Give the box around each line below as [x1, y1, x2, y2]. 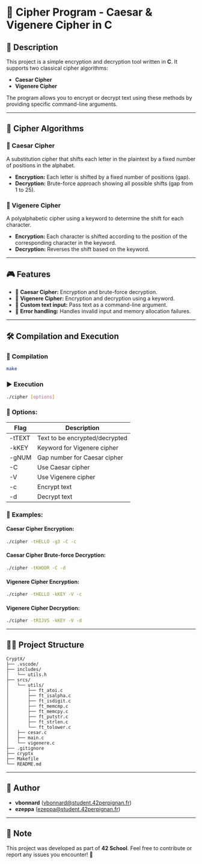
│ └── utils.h [6, 672, 47, 678]
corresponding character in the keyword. [14, 239, 117, 246]
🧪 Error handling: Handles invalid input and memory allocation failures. [14, 307, 191, 314]
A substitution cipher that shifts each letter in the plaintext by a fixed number [6, 155, 196, 162]
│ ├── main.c [6, 735, 44, 741]
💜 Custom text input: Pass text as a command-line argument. [14, 301, 168, 308]
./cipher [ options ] [6, 394, 55, 400]
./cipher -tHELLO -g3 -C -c [6, 538, 77, 545]
